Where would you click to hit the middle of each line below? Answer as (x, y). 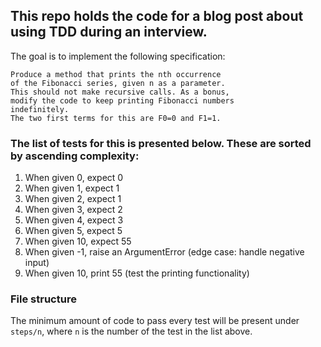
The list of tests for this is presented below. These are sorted (161, 143)
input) (37, 263)
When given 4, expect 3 (74, 220)
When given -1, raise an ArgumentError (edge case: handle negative (164, 252)
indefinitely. (40, 109)
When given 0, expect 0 (74, 178)
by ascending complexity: (75, 156)
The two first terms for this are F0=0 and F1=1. (116, 118)
